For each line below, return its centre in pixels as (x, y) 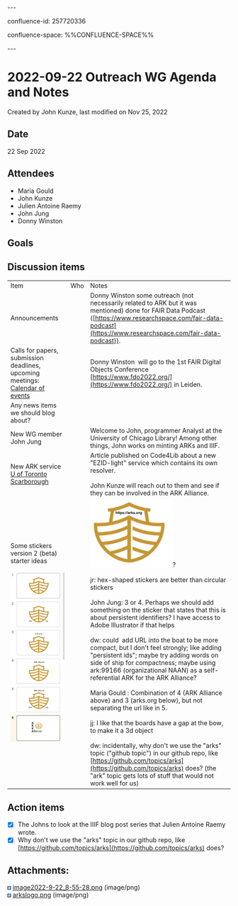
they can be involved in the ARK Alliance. (149, 493)
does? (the (201, 768)
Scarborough (30, 481)
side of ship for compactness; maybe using (153, 663)
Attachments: (38, 870)
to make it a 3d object (122, 731)
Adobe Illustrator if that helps (132, 625)
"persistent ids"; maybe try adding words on (154, 655)
